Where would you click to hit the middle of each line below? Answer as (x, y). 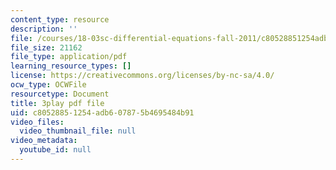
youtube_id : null (55, 150)
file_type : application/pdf (69, 57)
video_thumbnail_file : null (78, 131)
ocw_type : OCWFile (48, 85)
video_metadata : (44, 141)
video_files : (37, 122)
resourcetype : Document (60, 94)
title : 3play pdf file (57, 103)
